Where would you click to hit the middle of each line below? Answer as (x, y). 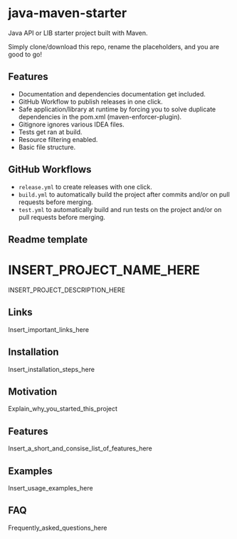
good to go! (25, 54)
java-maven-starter (68, 13)
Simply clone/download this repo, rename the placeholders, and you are (114, 46)
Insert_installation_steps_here (52, 369)
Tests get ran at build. (50, 132)
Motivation (33, 392)
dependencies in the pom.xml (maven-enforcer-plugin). (100, 116)
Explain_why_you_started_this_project (63, 409)
